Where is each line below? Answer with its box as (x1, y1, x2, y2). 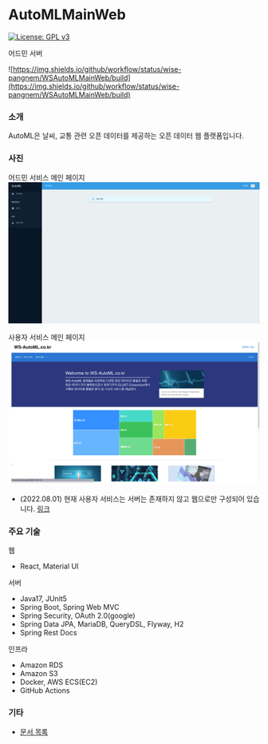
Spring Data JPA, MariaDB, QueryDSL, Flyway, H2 (19, 619, 184, 629)
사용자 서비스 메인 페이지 (8, 333, 85, 342)
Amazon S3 (19, 669, 58, 679)
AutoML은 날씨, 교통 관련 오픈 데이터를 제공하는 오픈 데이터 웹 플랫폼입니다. (8, 131, 245, 140)
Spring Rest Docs (19, 628, 77, 638)
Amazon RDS (19, 660, 64, 670)
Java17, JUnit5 (19, 594, 68, 604)
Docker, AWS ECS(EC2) (19, 677, 98, 687)
